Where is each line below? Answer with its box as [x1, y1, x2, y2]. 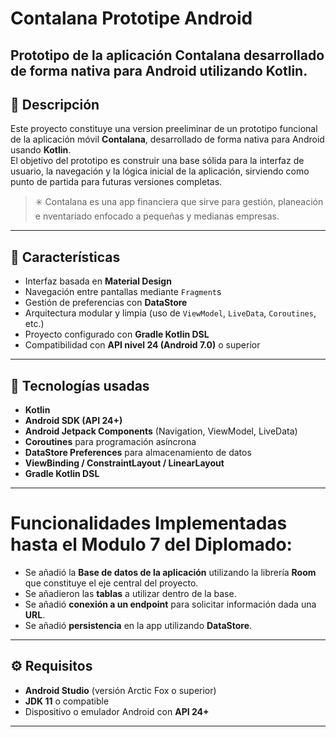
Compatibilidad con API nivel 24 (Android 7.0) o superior [24, 339, 261, 351]
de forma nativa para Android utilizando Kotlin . [10, 62, 308, 79]
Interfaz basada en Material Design [24, 275, 172, 287]
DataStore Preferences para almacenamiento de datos [24, 447, 252, 459]
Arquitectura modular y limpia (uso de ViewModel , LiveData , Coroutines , [24, 307, 317, 319]
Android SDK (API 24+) [24, 415, 123, 427]
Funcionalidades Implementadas [10, 512, 288, 535]
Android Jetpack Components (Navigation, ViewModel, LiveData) [24, 425, 298, 437]
